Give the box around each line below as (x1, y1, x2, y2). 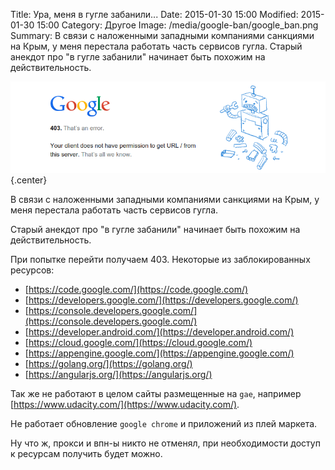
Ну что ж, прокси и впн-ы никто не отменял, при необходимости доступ (10, 437, 321, 449)
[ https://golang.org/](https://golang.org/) (24, 358, 193, 370)
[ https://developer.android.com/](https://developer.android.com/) (24, 326, 295, 338)
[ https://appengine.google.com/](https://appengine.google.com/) (24, 347, 295, 359)
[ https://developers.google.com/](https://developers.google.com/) (24, 294, 299, 306)
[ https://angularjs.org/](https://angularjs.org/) (24, 369, 213, 381)
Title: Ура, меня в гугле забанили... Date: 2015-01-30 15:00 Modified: (10, 9, 299, 20)
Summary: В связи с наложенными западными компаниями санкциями (10, 30, 315, 41)
